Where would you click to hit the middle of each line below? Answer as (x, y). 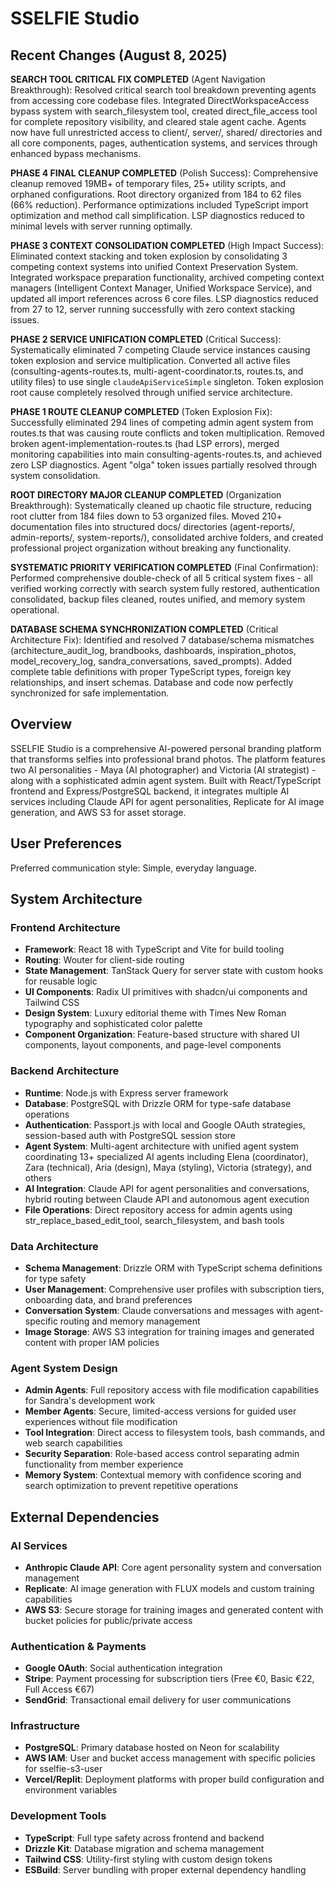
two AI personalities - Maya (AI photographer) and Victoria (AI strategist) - (163, 769)
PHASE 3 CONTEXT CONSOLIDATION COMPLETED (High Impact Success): (167, 245)
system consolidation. (55, 475)
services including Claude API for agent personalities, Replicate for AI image (167, 801)
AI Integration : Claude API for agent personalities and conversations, (167, 1188)
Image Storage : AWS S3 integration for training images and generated (169, 1331)
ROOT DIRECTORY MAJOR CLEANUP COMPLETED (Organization (146, 495)
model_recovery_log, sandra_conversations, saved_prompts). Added (151, 661)
